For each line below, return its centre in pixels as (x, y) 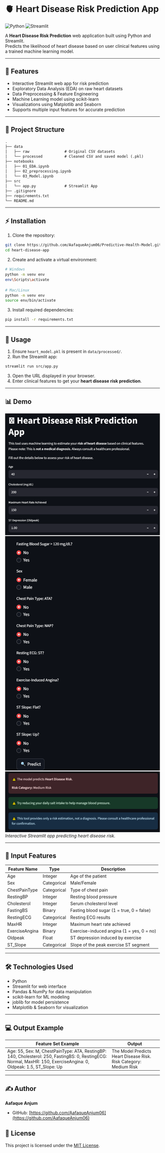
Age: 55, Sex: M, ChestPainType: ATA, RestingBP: (57, 1051)
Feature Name (23, 869)
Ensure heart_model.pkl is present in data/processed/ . (67, 351)
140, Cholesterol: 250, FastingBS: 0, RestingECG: (57, 1056)
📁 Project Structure (35, 130)
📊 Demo (18, 402)
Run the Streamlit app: (35, 356)
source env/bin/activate (30, 301)
